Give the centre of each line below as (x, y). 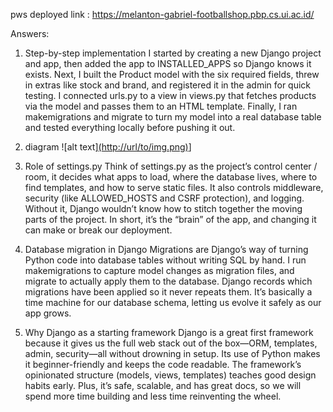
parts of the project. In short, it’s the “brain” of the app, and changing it (170, 219)
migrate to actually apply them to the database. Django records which (168, 281)
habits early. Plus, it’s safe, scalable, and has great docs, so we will (163, 385)
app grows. (48, 313)
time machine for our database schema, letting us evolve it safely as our (173, 302)
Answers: (30, 33)
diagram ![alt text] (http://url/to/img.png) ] (108, 147)
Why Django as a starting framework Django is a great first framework (169, 332)
